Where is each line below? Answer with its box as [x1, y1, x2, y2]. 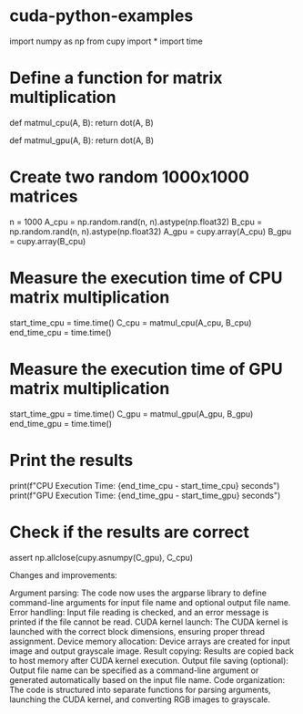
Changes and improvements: [9, 569, 118, 580]
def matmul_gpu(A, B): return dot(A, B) [9, 134, 155, 146]
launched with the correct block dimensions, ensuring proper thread [9, 626, 266, 636]
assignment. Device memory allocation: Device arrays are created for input [9, 636, 291, 647]
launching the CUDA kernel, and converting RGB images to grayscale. [9, 694, 271, 705]
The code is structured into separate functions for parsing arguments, [9, 684, 271, 695]
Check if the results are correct [9, 522, 250, 543]
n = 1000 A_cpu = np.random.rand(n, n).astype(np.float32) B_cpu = [9, 216, 262, 227]
